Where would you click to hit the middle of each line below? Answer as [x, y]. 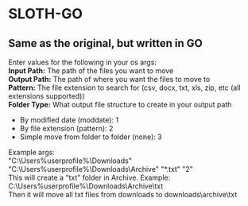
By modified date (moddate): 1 [69, 120]
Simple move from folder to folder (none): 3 [91, 137]
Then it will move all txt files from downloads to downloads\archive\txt [123, 194]
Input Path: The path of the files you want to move [91, 71]
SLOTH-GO [46, 14]
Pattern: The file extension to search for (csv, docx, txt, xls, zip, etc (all [124, 87]
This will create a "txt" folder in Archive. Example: [89, 177]
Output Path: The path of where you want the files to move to [109, 79]
